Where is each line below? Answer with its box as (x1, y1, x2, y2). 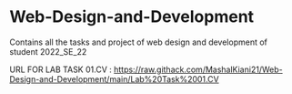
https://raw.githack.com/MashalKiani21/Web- (113, 64, 284, 75)
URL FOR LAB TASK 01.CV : (9, 64, 112, 75)
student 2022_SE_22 (9, 46, 87, 57)
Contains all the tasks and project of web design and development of (9, 37, 268, 47)
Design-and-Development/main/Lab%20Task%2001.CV (9, 73, 220, 84)
